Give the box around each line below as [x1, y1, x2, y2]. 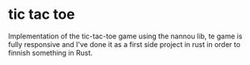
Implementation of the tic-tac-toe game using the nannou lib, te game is [8, 31, 243, 41]
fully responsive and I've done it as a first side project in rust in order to [8, 39, 241, 49]
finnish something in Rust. [8, 48, 93, 57]
